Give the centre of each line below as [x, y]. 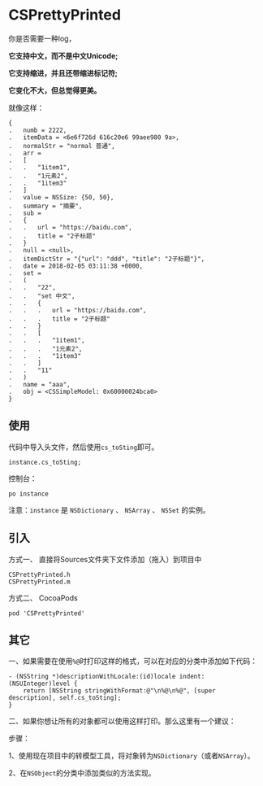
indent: [192, 677]
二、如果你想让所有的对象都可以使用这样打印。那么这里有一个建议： [122, 721]
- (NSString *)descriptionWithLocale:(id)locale [92, 677]
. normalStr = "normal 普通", [62, 146]
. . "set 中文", [42, 296]
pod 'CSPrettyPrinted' [47, 613]
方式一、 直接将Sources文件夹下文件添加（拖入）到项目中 [105, 559]
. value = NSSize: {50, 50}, [61, 197]
